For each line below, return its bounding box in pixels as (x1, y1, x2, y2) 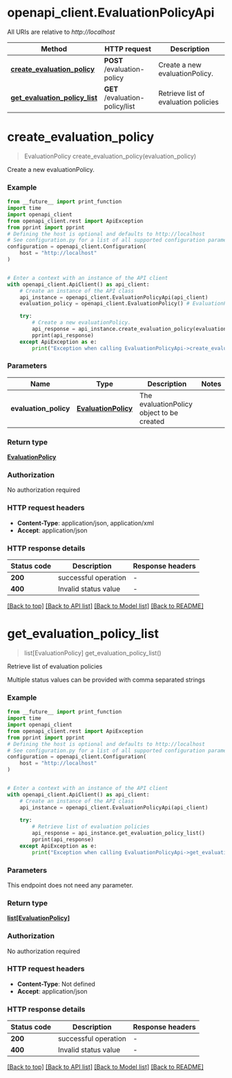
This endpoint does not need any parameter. (7, 880, 133, 889)
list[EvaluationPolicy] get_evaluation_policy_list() (23, 648, 162, 657)
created (139, 416, 165, 426)
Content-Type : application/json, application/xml (17, 519, 154, 527)
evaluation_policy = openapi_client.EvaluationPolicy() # (19, 300, 190, 307)
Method (41, 44, 68, 53)
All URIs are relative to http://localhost (7, 28, 115, 36)
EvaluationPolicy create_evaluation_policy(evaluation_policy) (23, 152, 197, 160)
